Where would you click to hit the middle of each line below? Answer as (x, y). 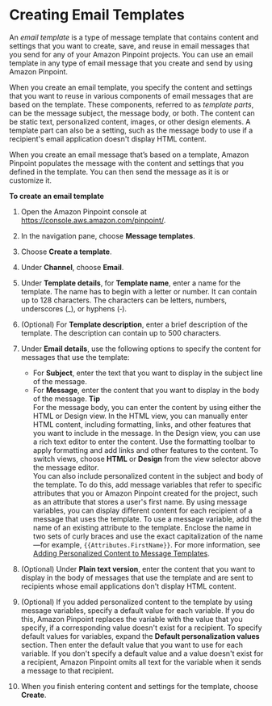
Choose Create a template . (66, 252)
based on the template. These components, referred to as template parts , (132, 104)
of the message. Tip (66, 399)
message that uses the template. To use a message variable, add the (147, 518)
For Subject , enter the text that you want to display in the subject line (148, 373)
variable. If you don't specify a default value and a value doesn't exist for (142, 653)
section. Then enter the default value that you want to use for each (132, 645)
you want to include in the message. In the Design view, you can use (146, 433)
